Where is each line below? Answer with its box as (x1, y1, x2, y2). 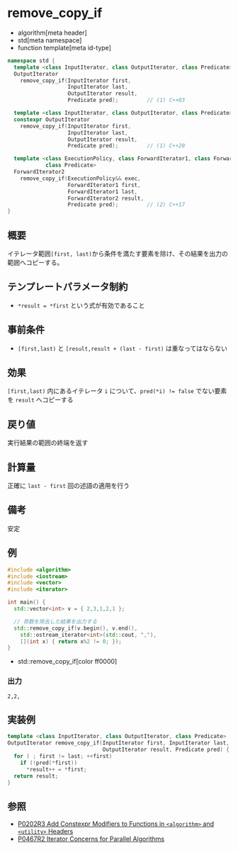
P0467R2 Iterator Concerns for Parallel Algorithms (17, 834, 165, 844)
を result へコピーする (7, 395, 74, 404)
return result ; (13, 772, 59, 780)
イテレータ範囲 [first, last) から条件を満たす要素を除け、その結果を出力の (7, 249, 229, 258)
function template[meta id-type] (17, 43, 112, 52)
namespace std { (7, 57, 55, 64)
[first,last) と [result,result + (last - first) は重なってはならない (17, 344, 228, 352)
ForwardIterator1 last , (67, 188, 138, 195)
